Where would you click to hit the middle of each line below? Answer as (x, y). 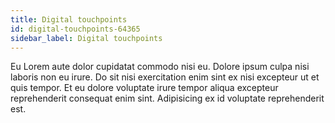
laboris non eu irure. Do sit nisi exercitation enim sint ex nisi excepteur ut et (165, 77)
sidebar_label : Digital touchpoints (86, 38)
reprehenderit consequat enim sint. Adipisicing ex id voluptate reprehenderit (167, 98)
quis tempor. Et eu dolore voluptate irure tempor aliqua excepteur (144, 88)
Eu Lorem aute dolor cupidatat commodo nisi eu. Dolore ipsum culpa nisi (160, 67)
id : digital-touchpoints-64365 (75, 29)
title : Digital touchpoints (69, 19)
